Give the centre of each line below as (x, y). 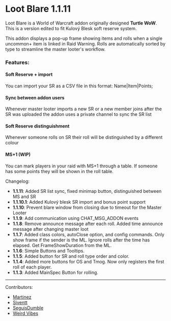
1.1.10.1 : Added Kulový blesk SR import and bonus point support (79, 202)
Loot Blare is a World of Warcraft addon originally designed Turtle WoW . (81, 23)
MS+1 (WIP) (18, 155)
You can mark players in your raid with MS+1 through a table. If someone (81, 166)
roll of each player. (32, 267)
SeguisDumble (28, 308)
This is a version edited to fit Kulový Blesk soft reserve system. (71, 28)
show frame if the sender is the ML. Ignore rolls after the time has (81, 240)
